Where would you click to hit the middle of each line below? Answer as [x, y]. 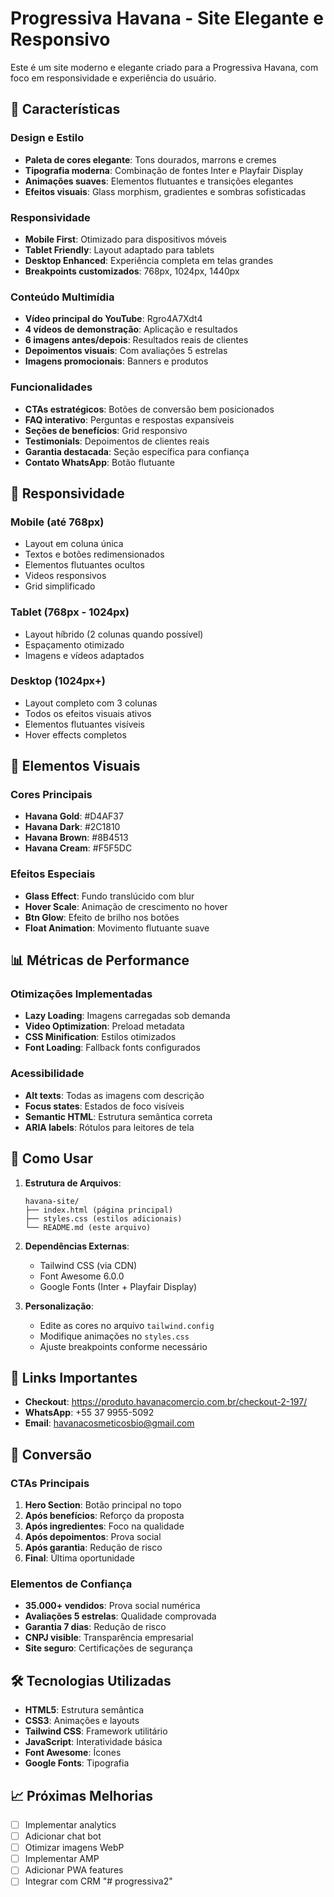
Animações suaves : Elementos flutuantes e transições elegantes [159, 181]
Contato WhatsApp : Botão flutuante [99, 462]
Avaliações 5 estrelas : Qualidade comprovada [120, 1616]
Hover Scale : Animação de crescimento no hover [126, 906]
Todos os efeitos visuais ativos [88, 713]
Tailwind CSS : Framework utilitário [96, 1731]
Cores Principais [51, 795]
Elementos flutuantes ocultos [84, 565]
